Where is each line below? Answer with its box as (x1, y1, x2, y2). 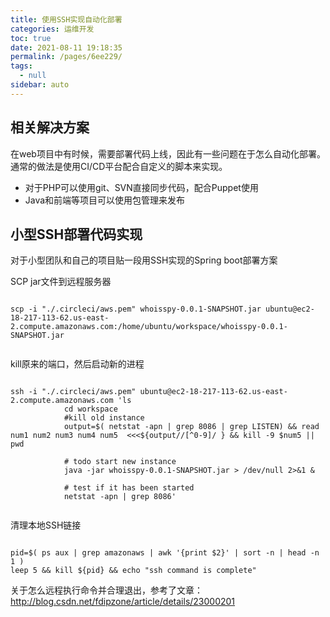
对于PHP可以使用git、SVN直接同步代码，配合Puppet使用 (24, 181, 259, 193)
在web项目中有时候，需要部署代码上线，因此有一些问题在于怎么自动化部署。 (10, 147, 326, 160)
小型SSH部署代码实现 (10, 226, 143, 243)
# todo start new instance (63, 457, 177, 467)
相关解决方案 (10, 119, 90, 136)
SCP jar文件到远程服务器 (10, 276, 112, 288)
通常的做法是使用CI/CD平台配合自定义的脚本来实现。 (10, 160, 228, 172)
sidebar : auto (10, 80, 70, 90)
